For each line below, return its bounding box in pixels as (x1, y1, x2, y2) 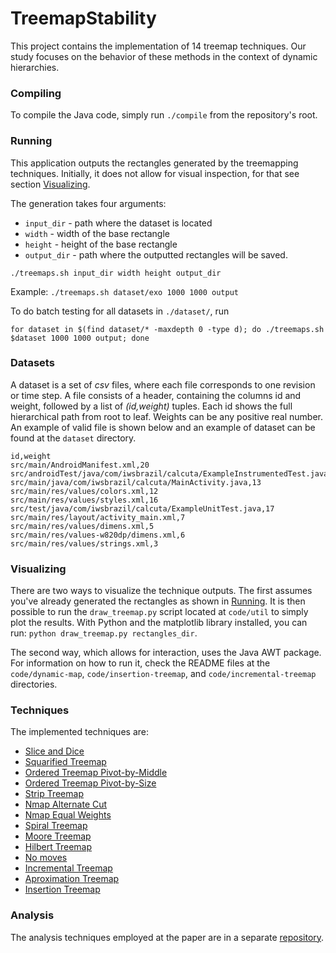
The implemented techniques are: (10, 726, 149, 738)
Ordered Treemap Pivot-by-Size (24, 777, 157, 789)
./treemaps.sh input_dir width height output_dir (10, 268, 222, 278)
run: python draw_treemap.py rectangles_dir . (10, 627, 198, 639)
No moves (24, 852, 68, 864)
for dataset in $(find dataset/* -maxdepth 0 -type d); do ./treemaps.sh (10, 324, 325, 334)
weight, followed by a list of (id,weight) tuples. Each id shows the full (10, 400, 293, 412)
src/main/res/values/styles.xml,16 (10, 495, 159, 505)
